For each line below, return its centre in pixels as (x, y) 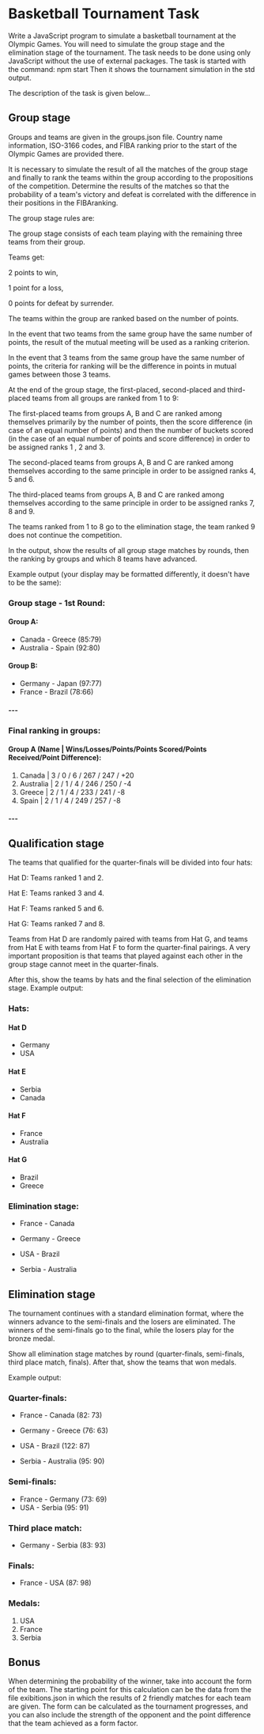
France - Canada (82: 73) (61, 1415)
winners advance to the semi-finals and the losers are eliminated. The (122, 1322)
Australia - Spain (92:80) (60, 647)
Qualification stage (56, 843)
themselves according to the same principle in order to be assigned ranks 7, (132, 502)
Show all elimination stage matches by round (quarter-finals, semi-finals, (126, 1354)
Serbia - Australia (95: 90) (62, 1461)
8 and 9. (22, 511)
